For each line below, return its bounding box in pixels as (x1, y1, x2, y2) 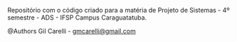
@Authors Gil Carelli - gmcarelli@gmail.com (7, 27, 137, 35)
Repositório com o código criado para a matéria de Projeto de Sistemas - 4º (7, 6, 230, 14)
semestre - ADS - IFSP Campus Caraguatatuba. (7, 13, 147, 22)
